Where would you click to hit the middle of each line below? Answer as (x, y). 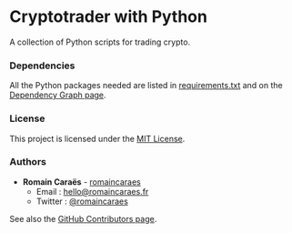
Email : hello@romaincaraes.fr (92, 191)
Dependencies (42, 66)
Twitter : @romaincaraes (82, 201)
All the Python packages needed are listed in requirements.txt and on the (146, 86)
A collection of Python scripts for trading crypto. (100, 42)
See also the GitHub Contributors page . (83, 218)
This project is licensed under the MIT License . (97, 138)
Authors (28, 162)
